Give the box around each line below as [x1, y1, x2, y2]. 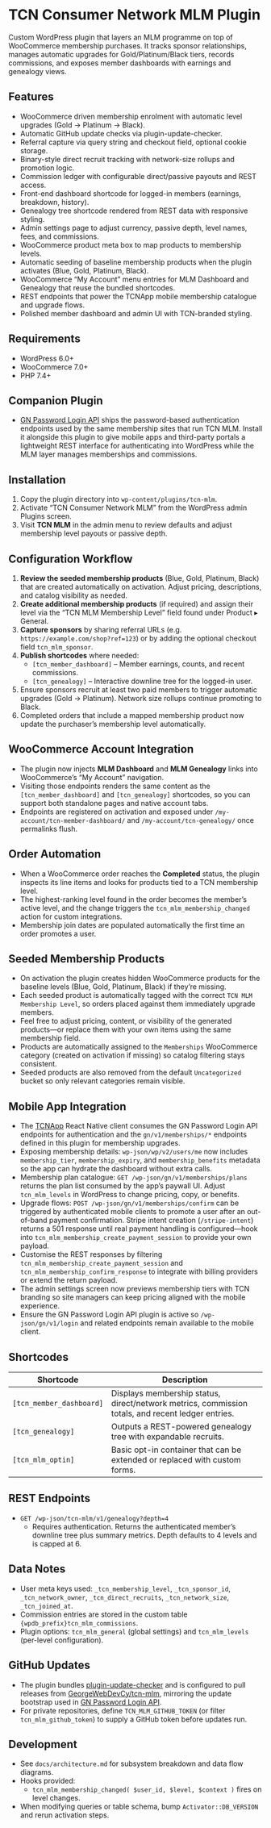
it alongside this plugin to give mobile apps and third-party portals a [19, 432, 246, 442]
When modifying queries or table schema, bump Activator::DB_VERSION [19, 1801, 259, 1812]
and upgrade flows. [19, 300, 85, 310]
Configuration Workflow [8, 552, 133, 566]
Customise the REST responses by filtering [19, 1250, 163, 1259]
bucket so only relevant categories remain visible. [19, 1076, 186, 1086]
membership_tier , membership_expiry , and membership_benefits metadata [19, 1155, 261, 1165]
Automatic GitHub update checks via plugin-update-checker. [19, 128, 223, 138]
